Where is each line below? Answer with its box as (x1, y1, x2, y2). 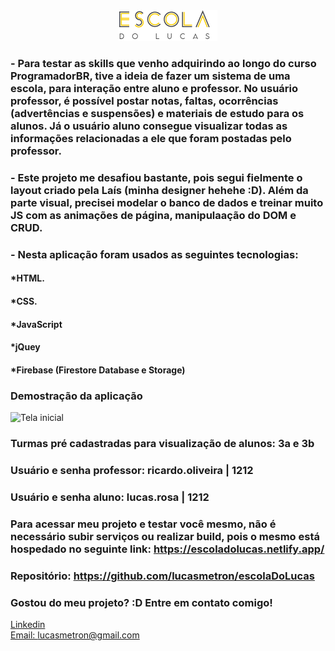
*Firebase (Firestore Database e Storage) (10, 364, 186, 376)
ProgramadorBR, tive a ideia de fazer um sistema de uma (10, 69, 291, 83)
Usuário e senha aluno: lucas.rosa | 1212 (10, 490, 210, 504)
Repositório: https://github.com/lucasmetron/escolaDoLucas (10, 569, 315, 583)
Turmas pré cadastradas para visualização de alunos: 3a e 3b (10, 436, 315, 450)
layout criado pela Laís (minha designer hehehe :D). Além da (10, 183, 309, 197)
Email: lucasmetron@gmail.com (10, 629, 140, 641)
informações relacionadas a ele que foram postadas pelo (10, 131, 292, 145)
